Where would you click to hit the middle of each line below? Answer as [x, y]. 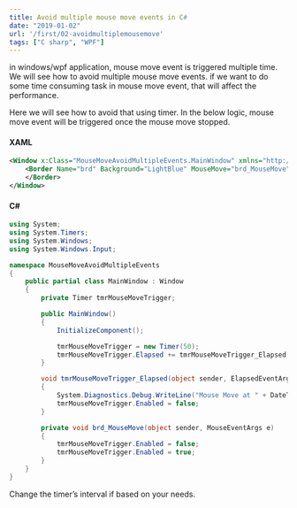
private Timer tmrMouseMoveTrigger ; [108, 298]
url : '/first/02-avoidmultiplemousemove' [87, 34]
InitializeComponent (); [100, 330]
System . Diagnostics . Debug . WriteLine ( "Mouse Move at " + [161, 396]
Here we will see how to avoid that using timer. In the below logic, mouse [142, 112]
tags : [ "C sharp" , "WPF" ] [57, 42]
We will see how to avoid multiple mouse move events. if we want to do [139, 77]
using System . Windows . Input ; [63, 249]
